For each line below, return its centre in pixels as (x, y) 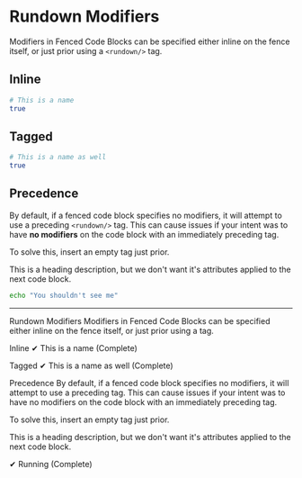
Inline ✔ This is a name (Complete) (73, 347)
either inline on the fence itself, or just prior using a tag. (111, 330)
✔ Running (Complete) (51, 464)
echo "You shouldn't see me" (64, 295)
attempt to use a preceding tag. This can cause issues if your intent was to (147, 392)
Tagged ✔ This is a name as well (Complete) (91, 365)
